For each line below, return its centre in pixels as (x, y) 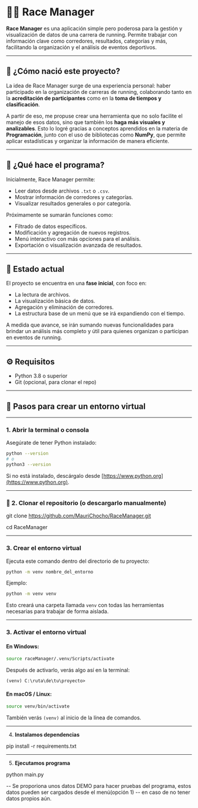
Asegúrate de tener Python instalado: (51, 443)
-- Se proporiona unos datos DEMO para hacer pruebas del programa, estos (99, 786)
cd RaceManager (27, 527)
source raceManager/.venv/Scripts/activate (60, 659)
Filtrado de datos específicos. (51, 226)
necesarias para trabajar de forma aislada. (57, 611)
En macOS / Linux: (29, 694)
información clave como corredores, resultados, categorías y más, (87, 41)
